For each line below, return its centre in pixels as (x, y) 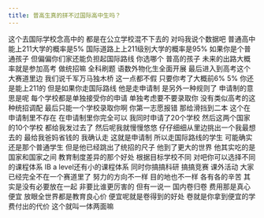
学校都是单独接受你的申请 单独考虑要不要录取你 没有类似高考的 (147, 98)
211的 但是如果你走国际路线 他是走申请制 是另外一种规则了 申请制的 (138, 88)
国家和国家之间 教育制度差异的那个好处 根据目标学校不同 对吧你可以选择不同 (132, 157)
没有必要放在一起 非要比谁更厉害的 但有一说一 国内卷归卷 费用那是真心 (136, 187)
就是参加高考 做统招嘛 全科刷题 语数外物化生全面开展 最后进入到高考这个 (132, 68)
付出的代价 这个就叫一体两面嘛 (64, 206)
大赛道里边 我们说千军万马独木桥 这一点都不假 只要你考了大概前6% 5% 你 (128, 78)
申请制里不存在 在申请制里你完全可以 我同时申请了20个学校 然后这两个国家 (129, 117)
